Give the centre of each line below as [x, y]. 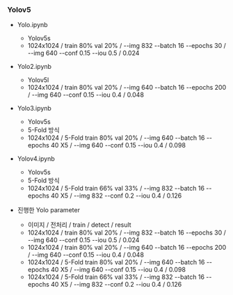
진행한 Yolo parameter [48, 210]
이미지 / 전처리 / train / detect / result [79, 225]
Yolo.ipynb [32, 25]
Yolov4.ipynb [36, 159]
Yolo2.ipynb [34, 67]
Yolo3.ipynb [34, 109]
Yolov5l [38, 80]
